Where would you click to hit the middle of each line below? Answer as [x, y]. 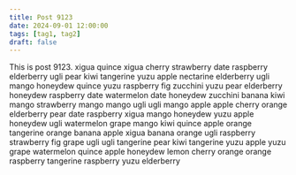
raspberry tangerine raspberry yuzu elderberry [95, 161]
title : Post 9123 [41, 17]
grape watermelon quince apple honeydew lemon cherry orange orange [140, 152]
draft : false [33, 42]
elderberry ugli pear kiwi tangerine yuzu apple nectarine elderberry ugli [140, 77]
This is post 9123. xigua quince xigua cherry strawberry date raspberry [138, 67]
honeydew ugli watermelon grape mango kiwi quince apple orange [130, 124]
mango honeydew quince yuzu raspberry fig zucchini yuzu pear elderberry [146, 86]
